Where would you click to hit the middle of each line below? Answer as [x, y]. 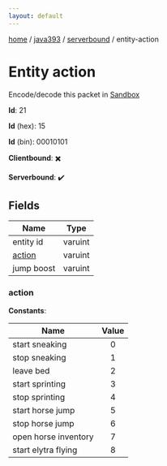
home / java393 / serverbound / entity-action [84, 39]
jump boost [34, 269]
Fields [24, 205]
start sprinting [39, 384]
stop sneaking [39, 357]
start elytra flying [45, 450]
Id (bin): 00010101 [38, 141]
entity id [28, 242]
